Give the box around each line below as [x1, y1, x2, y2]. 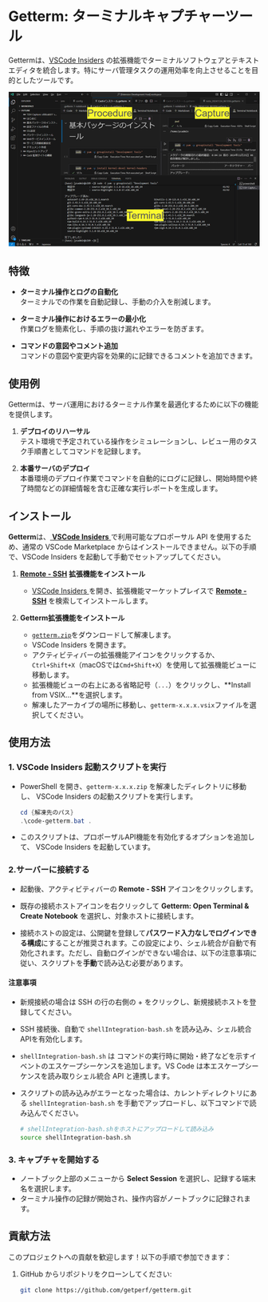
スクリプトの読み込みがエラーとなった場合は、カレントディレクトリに [19, 1088, 250, 1097]
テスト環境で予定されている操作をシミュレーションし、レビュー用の [19, 437, 243, 447]
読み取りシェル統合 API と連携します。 [47, 1071, 174, 1080]
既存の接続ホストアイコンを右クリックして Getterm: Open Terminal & [19, 901, 250, 911]
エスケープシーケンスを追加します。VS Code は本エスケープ [47, 1061, 245, 1071]
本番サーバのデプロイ [19, 463, 90, 473]
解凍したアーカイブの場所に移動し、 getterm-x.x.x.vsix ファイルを [31, 699, 250, 709]
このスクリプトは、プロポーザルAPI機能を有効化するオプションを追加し [19, 832, 255, 842]
